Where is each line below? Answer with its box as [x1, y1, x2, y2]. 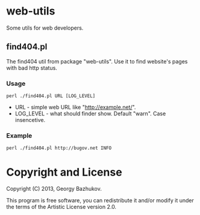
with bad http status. [6, 64, 57, 71]
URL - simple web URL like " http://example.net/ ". [14, 104, 136, 111]
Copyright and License [6, 165, 122, 179]
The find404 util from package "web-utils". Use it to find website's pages [6, 57, 188, 65]
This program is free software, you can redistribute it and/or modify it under [6, 197, 194, 204]
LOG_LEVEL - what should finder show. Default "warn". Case [14, 110, 166, 117]
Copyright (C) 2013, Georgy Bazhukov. [6, 185, 102, 193]
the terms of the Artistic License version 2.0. [6, 204, 116, 211]
